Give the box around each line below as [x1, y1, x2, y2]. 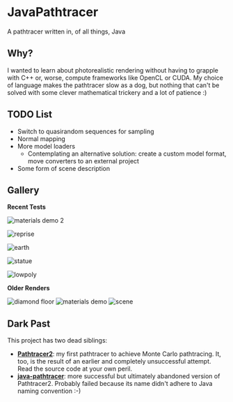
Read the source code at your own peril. [17, 364, 133, 373]
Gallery [7, 184, 40, 196]
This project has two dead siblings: [7, 336, 108, 345]
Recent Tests [7, 203, 47, 211]
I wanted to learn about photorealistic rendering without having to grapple [7, 66, 219, 74]
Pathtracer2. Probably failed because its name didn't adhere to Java [17, 380, 213, 388]
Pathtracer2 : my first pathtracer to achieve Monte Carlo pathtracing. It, [17, 350, 221, 358]
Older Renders [7, 284, 50, 292]
